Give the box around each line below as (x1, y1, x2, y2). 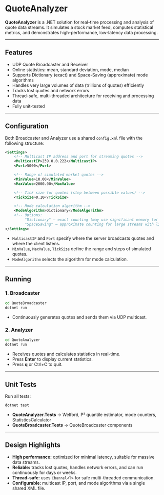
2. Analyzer (5, 327, 33, 334)
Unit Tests (5, 380, 37, 389)
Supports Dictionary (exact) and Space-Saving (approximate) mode (12, 72, 148, 78)
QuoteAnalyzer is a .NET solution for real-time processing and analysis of (5, 19, 154, 25)
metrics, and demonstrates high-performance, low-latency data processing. (5, 29, 158, 35)
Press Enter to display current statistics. (12, 356, 93, 362)
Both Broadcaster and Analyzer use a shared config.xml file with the (5, 135, 143, 141)
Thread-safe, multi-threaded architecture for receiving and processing (12, 93, 154, 99)
